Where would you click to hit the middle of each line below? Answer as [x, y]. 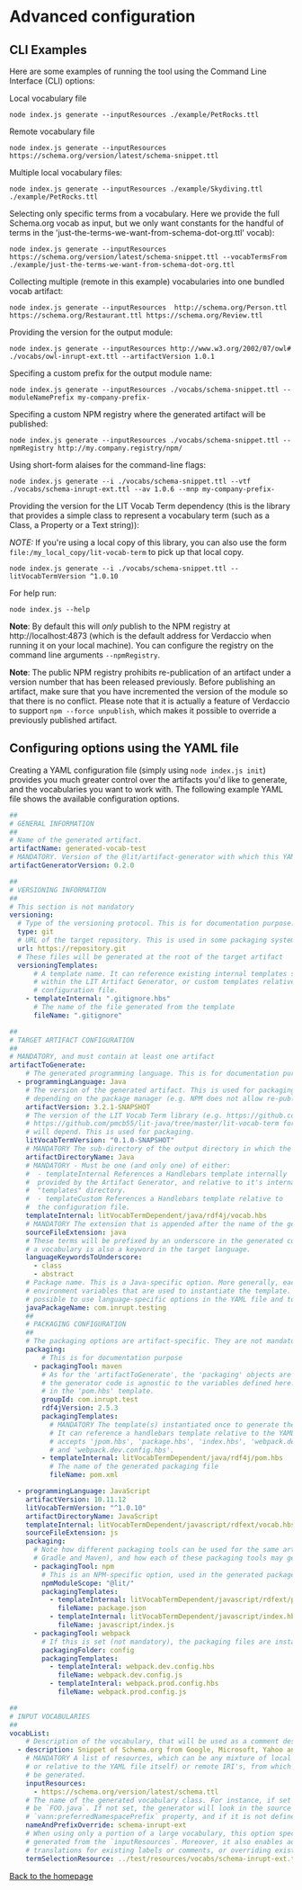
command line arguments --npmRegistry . [85, 655]
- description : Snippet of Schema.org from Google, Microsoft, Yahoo [150, 1750]
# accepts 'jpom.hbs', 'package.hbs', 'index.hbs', [148, 1441]
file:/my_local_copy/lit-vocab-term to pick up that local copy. [127, 552]
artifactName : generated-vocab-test [78, 849]
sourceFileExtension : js [72, 1533]
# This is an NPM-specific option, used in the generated [152, 1575]
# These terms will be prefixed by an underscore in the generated [154, 1241]
